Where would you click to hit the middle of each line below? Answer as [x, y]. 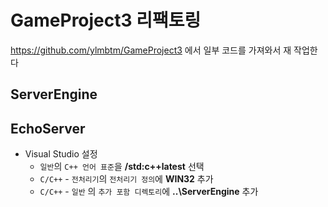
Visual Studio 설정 [61, 154]
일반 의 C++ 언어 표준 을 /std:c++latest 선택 [122, 167]
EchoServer [48, 128]
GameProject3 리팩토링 [106, 20]
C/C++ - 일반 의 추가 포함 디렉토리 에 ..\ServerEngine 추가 [149, 192]
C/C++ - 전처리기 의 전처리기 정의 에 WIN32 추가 [126, 179]
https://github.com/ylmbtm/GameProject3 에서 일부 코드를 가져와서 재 [151, 50]
